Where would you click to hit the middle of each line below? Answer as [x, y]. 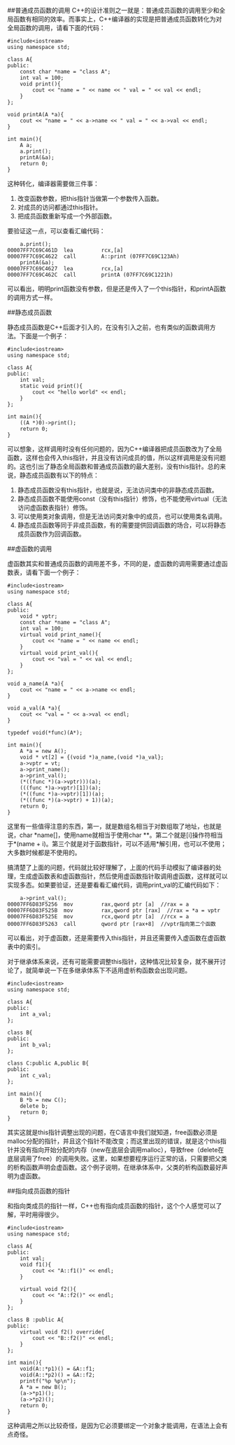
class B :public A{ [36, 1320]
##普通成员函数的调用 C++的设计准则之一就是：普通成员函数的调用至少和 [113, 10]
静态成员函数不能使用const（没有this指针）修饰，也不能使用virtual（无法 [122, 499]
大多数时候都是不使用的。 [44, 852]
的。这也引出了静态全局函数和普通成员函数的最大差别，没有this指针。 [107, 466]
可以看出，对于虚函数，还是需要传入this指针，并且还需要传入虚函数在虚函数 [116, 938]
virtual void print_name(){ [60, 635]
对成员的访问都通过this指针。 [59, 207]
